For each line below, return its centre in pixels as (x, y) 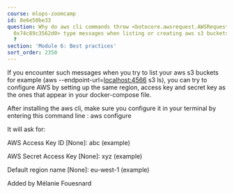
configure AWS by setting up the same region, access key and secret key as (117, 87)
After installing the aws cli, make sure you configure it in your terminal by (112, 108)
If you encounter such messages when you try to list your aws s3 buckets (113, 72)
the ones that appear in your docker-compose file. (79, 94)
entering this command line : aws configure (69, 115)
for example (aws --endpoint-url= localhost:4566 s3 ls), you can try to (107, 80)
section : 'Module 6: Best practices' (62, 46)
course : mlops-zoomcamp (42, 14)
